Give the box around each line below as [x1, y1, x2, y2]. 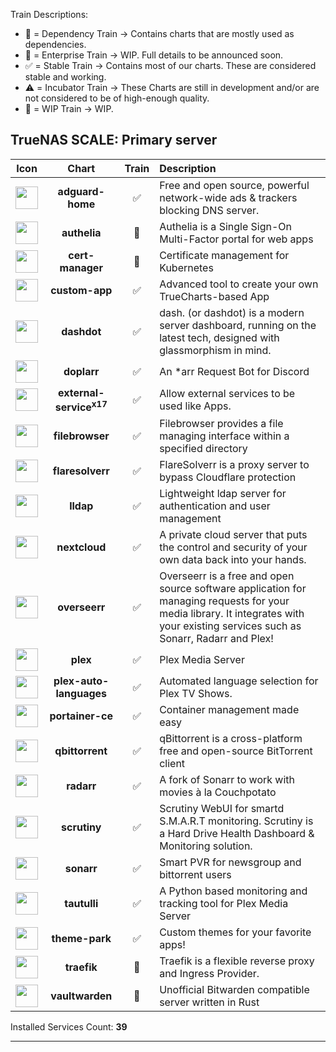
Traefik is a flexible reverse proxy [159, 954, 315, 968]
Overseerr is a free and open [159, 569, 295, 583]
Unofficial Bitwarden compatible [159, 983, 310, 997]
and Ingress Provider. [159, 967, 260, 981]
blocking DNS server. [159, 203, 260, 217]
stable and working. [24, 71, 107, 83]
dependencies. [24, 39, 87, 50]
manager [59, 260, 103, 274]
